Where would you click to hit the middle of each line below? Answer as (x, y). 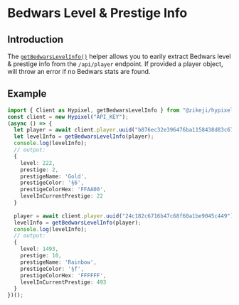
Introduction (36, 39)
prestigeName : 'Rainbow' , (59, 262)
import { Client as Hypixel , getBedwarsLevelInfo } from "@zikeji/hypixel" (122, 110)
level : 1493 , (39, 249)
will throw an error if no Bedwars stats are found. (79, 71)
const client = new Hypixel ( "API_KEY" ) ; (68, 117)
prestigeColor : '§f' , (52, 269)
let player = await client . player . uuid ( (74, 130)
